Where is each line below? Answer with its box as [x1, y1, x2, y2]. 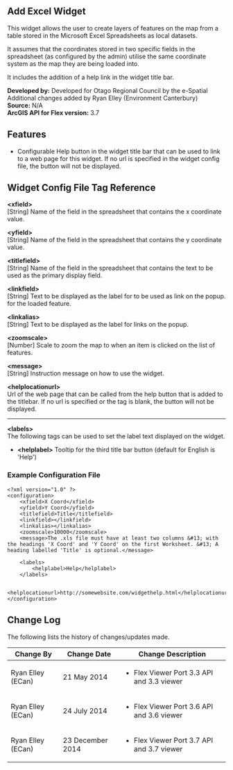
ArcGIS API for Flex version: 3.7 [7, 108, 99, 117]
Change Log [7, 614, 61, 626]
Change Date [67, 649, 112, 658]
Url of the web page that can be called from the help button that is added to [7, 390, 223, 398]
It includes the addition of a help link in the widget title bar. [7, 73, 175, 81]
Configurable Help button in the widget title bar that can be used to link [17, 147, 221, 155]
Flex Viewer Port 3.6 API [134, 701, 214, 711]
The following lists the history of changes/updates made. [7, 633, 170, 641]
